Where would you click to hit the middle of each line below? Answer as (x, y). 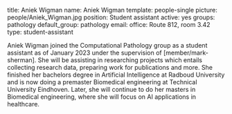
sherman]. (22, 60)
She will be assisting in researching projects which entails (120, 60)
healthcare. (24, 104)
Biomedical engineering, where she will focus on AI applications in (101, 97)
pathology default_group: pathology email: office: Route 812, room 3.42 (109, 25)
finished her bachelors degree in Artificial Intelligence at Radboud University (116, 75)
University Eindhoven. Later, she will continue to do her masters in (101, 89)
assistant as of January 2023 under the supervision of (85, 53)
